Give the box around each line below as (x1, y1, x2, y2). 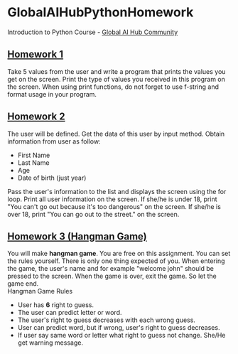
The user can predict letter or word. (17, 309, 122, 317)
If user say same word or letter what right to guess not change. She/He (17, 331, 226, 340)
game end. (7, 279, 39, 288)
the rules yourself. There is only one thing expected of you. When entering (7, 257, 225, 265)
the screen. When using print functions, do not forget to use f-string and (7, 82, 219, 91)
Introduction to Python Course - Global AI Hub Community (7, 28, 178, 36)
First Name (17, 151, 50, 159)
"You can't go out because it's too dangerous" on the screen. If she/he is (7, 202, 222, 210)
